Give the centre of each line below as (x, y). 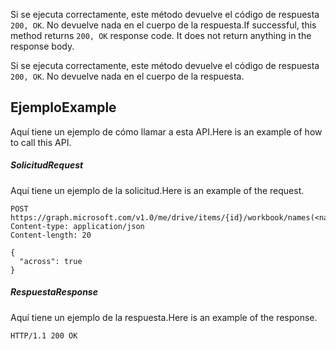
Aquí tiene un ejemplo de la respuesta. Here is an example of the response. (164, 317)
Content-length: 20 (51, 235)
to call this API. (41, 142)
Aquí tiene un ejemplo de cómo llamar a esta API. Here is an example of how (166, 131)
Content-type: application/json (77, 226)
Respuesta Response (54, 292)
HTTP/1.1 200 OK (44, 335)
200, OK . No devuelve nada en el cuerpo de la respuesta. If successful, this (163, 25)
